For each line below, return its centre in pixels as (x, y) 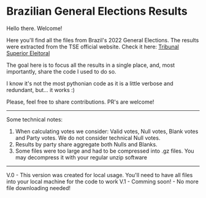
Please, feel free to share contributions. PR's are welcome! (80, 102)
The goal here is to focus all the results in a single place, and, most (91, 65)
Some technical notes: (35, 119)
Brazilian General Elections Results (97, 11)
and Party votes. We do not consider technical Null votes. (88, 138)
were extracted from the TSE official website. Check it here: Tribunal (93, 47)
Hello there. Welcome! (34, 28)
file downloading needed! (38, 188)
